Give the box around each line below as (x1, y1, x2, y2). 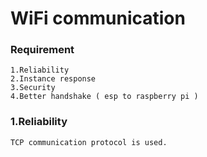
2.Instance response (10, 74, 97, 84)
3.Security (10, 83, 56, 93)
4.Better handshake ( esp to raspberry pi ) (10, 92, 199, 102)
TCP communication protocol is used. (10, 137, 168, 147)
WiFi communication (10, 7, 186, 30)
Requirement (10, 43, 75, 57)
